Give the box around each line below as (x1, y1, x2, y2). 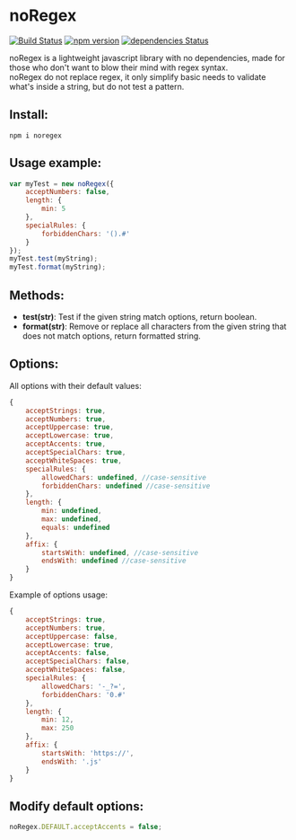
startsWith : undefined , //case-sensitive (41, 548, 199, 557)
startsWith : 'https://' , (41, 748, 135, 757)
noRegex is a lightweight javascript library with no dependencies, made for (9, 52, 285, 63)
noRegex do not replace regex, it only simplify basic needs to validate (9, 71, 266, 82)
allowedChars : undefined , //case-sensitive (41, 473, 206, 482)
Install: (9, 107, 49, 122)
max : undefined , (41, 515, 102, 524)
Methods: (9, 287, 65, 303)
